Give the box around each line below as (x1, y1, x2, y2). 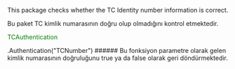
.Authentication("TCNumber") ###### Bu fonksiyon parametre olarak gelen (7, 47, 227, 54)
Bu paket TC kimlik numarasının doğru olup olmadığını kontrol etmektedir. (7, 20, 219, 27)
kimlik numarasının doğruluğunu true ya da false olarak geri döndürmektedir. (7, 54, 228, 62)
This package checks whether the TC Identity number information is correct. (7, 6, 229, 14)
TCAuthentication (7, 33, 58, 41)
